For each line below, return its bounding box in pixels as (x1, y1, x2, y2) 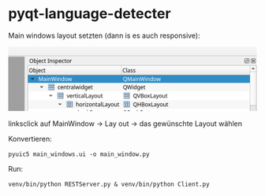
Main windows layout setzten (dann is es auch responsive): (8, 31, 201, 40)
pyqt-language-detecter (8, 5, 171, 23)
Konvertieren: (8, 135, 53, 144)
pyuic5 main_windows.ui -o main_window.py (8, 150, 150, 158)
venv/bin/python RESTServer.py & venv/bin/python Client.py (8, 180, 211, 189)
